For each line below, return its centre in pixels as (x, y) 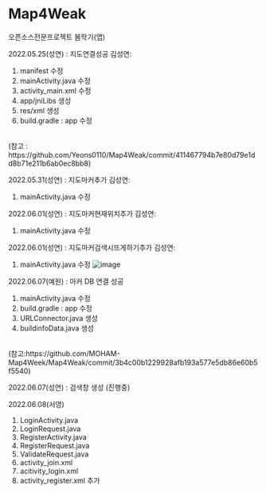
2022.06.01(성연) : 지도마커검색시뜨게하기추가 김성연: (92, 247)
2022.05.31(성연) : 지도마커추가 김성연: (69, 179)
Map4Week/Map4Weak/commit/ (62, 362)
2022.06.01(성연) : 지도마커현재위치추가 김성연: (82, 213)
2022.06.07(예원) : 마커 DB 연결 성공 (66, 281)
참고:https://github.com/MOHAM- (66, 353)
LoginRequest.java (50, 428)
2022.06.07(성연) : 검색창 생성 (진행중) (69, 387)
